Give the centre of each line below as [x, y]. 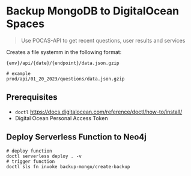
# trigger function [31, 161]
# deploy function [29, 151]
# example [19, 73]
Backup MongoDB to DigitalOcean [92, 11]
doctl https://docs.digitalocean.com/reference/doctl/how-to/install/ [99, 112]
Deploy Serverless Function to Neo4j [77, 137]
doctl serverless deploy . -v [44, 156]
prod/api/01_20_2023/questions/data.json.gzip [65, 79]
